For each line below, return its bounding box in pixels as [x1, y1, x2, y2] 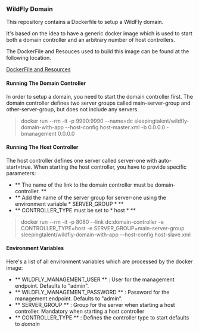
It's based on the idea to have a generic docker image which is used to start [6, 30, 192, 37]
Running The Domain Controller [6, 80, 86, 87]
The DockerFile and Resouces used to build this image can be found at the [6, 48, 189, 55]
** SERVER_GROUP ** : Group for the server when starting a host [14, 301, 175, 308]
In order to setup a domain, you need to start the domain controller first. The [6, 93, 194, 100]
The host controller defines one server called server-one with [6, 157, 157, 164]
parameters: [6, 169, 36, 176]
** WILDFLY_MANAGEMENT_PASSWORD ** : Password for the [14, 288, 170, 296]
